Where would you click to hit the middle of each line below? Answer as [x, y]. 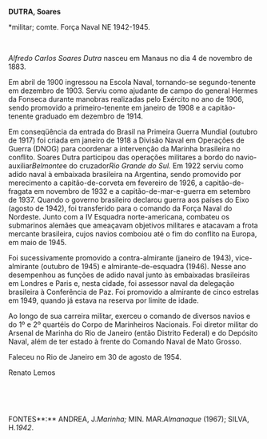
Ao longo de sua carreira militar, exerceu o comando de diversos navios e [130, 316]
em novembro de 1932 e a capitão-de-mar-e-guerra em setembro [142, 191]
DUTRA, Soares [35, 12]
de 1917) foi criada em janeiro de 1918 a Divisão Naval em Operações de [127, 140]
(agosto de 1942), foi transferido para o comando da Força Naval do [120, 208]
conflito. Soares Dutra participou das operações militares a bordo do [121, 157]
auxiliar [20, 166]
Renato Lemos [32, 373]
